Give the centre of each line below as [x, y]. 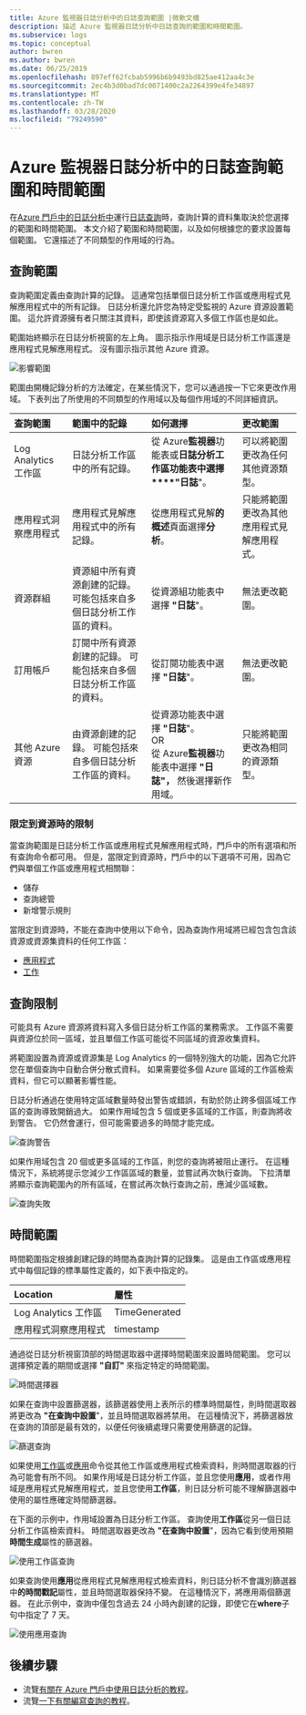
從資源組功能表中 [188, 591]
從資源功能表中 [184, 714]
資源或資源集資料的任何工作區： [69, 941]
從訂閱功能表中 [184, 663]
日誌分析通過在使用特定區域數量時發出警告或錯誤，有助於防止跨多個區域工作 [153, 1100]
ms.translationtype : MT [55, 94]
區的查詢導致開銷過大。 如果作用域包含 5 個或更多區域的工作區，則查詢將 [147, 1111]
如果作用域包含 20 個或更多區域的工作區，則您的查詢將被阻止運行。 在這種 [149, 1161]
